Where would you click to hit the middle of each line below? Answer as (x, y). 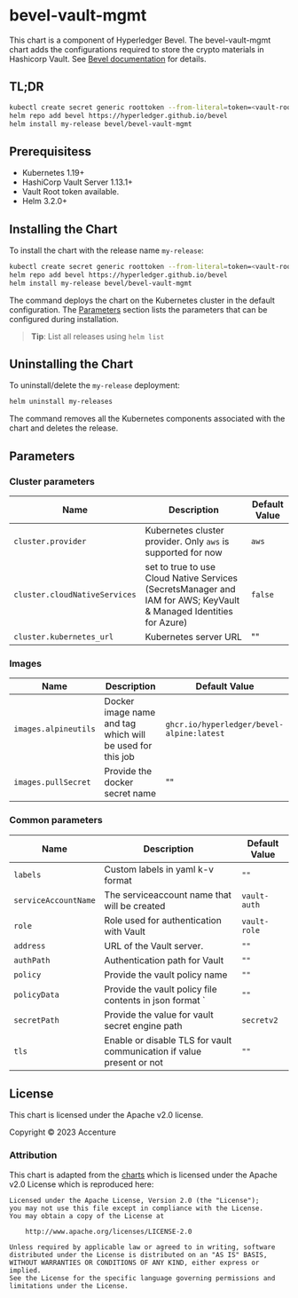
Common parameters (56, 820)
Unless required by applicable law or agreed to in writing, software (142, 1247)
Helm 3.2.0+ (45, 202)
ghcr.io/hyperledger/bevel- (224, 725)
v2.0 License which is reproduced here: (82, 1184)
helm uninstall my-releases (61, 402)
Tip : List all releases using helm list (98, 336)
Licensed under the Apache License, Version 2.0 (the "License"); (134, 1200)
